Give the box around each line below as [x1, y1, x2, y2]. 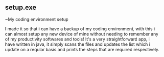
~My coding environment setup [5, 16, 69, 22]
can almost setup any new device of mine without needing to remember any [5, 31, 159, 37]
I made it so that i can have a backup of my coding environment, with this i [5, 26, 155, 32]
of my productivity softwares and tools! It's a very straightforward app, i [5, 36, 150, 42]
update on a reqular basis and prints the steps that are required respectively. [5, 46, 160, 52]
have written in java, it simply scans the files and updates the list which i [5, 41, 150, 47]
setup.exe [5, 3, 37, 12]
